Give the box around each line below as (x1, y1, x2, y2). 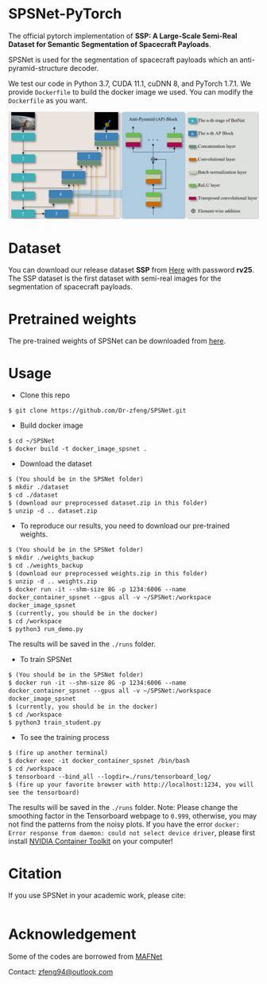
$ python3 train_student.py (8, 719, 102, 727)
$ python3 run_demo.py (8, 626, 83, 633)
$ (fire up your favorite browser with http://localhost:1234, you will (8, 781, 254, 789)
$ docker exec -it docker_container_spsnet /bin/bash (8, 757, 191, 765)
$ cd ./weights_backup (8, 562, 83, 570)
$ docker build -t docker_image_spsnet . (8, 445, 148, 453)
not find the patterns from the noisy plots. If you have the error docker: (8, 819, 240, 829)
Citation (8, 864, 62, 882)
